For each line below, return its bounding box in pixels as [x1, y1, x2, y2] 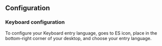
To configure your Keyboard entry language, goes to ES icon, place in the [5, 30, 157, 36]
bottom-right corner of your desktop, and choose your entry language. [5, 35, 152, 41]
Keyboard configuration [5, 19, 65, 26]
